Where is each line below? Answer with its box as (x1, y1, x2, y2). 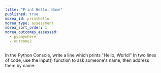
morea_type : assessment (5, 20, 54, 26)
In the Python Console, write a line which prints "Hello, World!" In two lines (5, 52, 157, 58)
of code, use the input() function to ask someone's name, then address (5, 57, 149, 63)
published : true (5, 12, 38, 17)
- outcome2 (9, 39, 32, 44)
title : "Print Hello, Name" (5, 7, 63, 12)
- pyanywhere (9, 35, 36, 39)
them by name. (5, 62, 35, 68)
